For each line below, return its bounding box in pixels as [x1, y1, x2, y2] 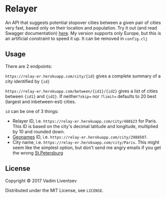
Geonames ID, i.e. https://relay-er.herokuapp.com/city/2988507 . [12, 133, 148, 140]
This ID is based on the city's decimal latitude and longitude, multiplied [12, 123, 158, 129]
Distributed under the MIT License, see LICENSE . [5, 187, 104, 193]
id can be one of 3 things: [5, 108, 59, 114]
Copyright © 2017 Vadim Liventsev [5, 177, 77, 183]
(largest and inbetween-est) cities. [5, 98, 76, 104]
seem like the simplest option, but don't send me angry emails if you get [12, 144, 161, 150]
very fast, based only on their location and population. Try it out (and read [5, 24, 157, 30]
